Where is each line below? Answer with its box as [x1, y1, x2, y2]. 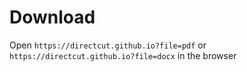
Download [9, 6, 96, 29]
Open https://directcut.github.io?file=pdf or [9, 39, 207, 51]
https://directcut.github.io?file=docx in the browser [9, 49, 237, 61]
